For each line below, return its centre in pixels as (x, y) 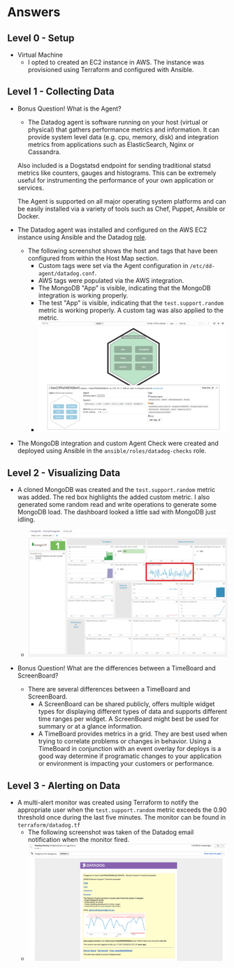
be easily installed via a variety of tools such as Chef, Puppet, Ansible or (121, 209)
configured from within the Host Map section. (93, 258)
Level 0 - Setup (41, 38)
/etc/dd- (202, 266)
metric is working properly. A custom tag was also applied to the (131, 310)
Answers (34, 12)
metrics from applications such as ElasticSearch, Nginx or (111, 144)
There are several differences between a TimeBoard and (109, 689)
